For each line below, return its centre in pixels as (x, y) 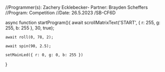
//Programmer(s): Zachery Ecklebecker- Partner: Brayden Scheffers (77, 7)
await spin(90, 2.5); (28, 46)
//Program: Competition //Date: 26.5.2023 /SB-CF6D (61, 13)
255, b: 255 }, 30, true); (30, 28)
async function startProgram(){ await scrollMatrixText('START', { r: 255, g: (83, 23)
